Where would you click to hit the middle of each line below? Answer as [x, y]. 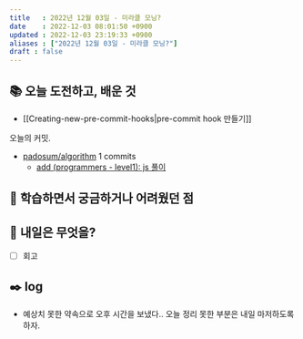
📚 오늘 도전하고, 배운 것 [73, 91]
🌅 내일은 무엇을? [53, 232]
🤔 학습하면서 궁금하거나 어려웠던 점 [101, 198]
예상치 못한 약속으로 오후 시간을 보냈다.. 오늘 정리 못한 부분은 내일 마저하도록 [158, 314]
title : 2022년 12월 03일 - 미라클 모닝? [86, 18]
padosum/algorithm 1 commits [79, 156]
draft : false [36, 52]
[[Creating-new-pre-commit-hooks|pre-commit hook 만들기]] [137, 118]
